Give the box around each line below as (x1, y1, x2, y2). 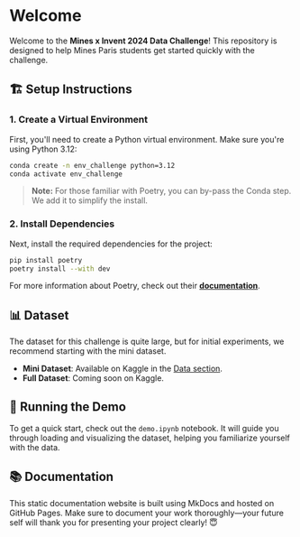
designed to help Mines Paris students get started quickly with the (9, 44, 255, 55)
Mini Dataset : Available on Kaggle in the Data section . (22, 363, 223, 375)
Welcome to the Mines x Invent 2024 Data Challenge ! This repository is (9, 35, 277, 46)
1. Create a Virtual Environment (9, 114, 149, 126)
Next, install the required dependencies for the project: (9, 238, 214, 249)
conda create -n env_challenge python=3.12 (9, 161, 176, 170)
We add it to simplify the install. (31, 195, 149, 206)
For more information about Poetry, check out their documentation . (9, 281, 261, 292)
